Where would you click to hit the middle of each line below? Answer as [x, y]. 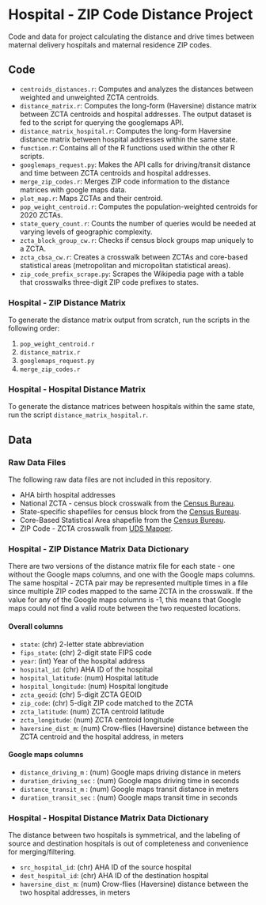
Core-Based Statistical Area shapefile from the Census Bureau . [122, 521]
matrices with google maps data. [73, 189]
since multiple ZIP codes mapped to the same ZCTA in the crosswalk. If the [131, 592]
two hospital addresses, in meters [75, 892]
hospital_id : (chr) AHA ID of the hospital [86, 669]
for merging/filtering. [42, 852]
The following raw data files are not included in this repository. [110, 479]
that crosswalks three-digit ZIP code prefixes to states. [109, 282]
